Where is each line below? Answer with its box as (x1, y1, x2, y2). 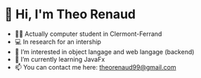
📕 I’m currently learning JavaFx (14, 55, 105, 63)
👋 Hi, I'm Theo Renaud (4, 6, 136, 22)
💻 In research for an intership (14, 37, 101, 46)
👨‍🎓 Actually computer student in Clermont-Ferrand (14, 30, 162, 38)
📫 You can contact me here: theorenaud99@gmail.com (14, 63, 176, 71)
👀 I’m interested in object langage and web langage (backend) (14, 47, 195, 56)
